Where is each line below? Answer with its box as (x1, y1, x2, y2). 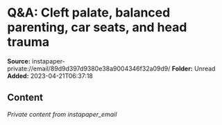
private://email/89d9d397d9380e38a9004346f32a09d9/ (7, 64, 171, 73)
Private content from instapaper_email (7, 110, 117, 118)
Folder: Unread (171, 64, 216, 73)
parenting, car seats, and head (7, 19, 187, 35)
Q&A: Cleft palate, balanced (7, 5, 171, 21)
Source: (7, 57, 31, 65)
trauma (7, 35, 50, 50)
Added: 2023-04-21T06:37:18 (7, 71, 94, 80)
